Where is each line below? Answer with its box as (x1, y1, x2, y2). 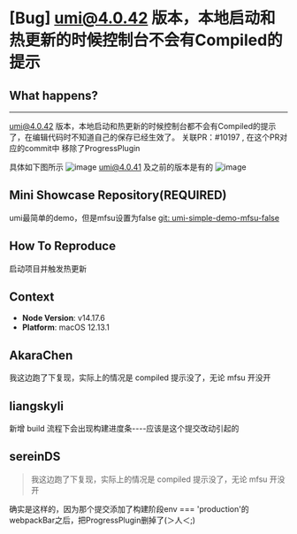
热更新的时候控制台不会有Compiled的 (9, 30, 283, 50)
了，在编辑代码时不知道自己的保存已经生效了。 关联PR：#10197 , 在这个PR (9, 132, 280, 142)
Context (9, 289, 55, 305)
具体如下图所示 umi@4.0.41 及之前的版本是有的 (9, 162, 214, 172)
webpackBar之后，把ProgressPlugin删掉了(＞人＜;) (9, 515, 196, 525)
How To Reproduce (9, 239, 117, 254)
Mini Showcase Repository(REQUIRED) (9, 187, 227, 203)
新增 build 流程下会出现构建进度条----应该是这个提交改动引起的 (9, 423, 240, 434)
